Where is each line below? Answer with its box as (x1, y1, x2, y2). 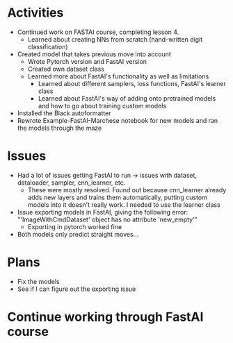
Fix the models (17, 277, 61, 285)
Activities (7, 5, 64, 21)
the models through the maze (17, 124, 102, 132)
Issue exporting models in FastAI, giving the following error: (17, 208, 188, 216)
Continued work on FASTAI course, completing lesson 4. (17, 28, 179, 36)
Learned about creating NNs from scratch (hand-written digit (27, 35, 203, 43)
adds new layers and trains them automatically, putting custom (27, 193, 207, 201)
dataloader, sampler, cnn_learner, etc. (17, 178, 126, 187)
